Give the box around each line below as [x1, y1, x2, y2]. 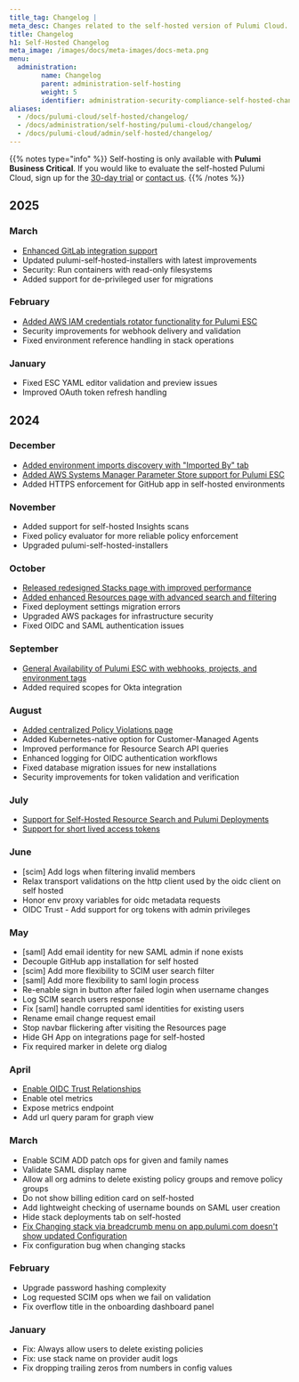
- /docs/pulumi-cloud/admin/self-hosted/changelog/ [17, 129, 214, 138]
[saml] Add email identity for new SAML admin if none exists [21, 946, 244, 957]
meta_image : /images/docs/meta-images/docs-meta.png [9, 46, 209, 55]
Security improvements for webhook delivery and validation [21, 325, 242, 336]
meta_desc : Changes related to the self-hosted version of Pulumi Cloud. [9, 21, 289, 30]
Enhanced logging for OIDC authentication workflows [21, 753, 218, 764]
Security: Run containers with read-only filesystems [21, 264, 213, 274]
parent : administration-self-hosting [41, 79, 181, 88]
